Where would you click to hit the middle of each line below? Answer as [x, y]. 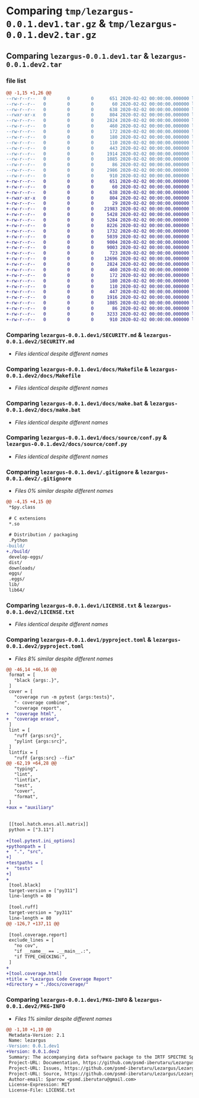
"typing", [26, 769]
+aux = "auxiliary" [30, 808]
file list [16, 80]
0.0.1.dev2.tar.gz [51, 35]
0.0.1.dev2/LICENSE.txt [41, 612]
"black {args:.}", [37, 681]
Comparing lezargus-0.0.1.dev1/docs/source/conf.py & [87, 438]
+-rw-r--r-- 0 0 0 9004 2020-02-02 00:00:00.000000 [98, 242]
